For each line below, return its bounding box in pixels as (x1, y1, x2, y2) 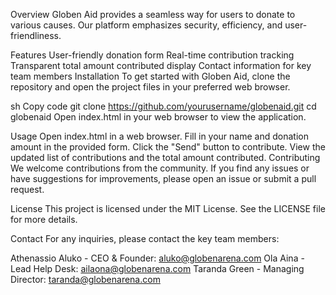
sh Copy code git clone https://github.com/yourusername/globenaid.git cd (10, 100, 317, 112)
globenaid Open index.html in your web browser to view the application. (10, 111, 307, 123)
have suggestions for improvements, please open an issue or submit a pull (10, 173, 317, 184)
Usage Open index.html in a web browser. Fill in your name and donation (10, 130, 309, 142)
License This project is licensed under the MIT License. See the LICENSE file (10, 203, 326, 214)
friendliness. (10, 30, 62, 41)
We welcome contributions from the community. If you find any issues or (10, 162, 310, 174)
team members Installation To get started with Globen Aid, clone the (10, 70, 291, 82)
